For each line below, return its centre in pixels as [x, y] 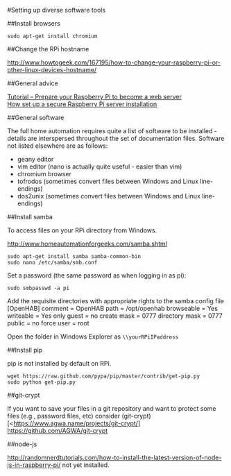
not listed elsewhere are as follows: [58, 146]
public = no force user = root [48, 323]
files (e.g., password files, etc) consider [64, 416]
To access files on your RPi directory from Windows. [82, 230]
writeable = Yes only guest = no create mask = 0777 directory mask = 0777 [115, 316]
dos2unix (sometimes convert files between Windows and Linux [109, 196]
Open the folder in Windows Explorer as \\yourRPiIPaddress [93, 337]
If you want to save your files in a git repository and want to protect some [112, 408]
